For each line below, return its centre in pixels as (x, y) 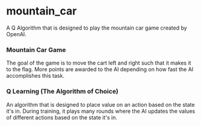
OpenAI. (17, 34)
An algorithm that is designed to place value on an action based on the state (100, 104)
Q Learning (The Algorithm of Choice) (62, 92)
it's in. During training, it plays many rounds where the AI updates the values (101, 111)
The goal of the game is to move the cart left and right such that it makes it (99, 63)
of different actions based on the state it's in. (62, 117)
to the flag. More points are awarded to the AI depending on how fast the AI (100, 69)
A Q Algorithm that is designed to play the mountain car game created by (97, 28)
